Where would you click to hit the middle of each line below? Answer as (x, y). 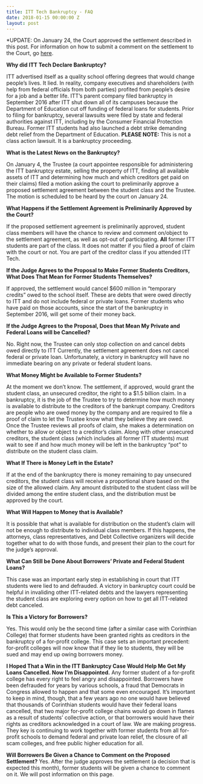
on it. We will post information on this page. (60, 774)
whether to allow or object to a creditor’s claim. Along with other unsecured (100, 432)
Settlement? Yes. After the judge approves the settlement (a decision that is (101, 762)
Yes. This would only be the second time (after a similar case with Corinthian (101, 629)
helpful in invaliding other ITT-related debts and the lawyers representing (97, 592)
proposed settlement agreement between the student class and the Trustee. (101, 190)
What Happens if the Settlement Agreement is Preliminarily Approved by (99, 208)
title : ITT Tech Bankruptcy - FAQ (50, 12)
